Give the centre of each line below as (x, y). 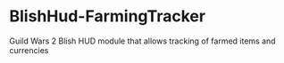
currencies (29, 50)
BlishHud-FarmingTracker (108, 16)
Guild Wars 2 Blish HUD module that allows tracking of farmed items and (142, 41)
